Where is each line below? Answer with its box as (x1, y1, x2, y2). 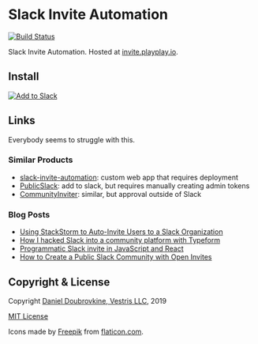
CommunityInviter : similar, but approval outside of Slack (19, 189, 202, 198)
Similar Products (8, 154, 73, 165)
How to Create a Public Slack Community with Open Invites (19, 252, 212, 262)
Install (8, 70, 39, 84)
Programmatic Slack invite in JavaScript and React (19, 244, 184, 254)
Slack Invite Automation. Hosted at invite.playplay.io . (8, 47, 179, 56)
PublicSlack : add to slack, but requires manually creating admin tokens (19, 180, 250, 191)
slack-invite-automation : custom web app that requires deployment (19, 172, 239, 182)
